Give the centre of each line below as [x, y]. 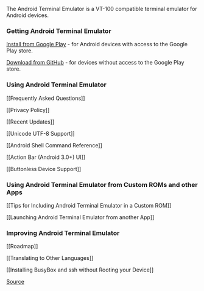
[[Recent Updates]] [30, 122]
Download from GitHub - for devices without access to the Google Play [95, 63]
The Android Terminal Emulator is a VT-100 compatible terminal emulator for [102, 9]
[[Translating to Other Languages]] [50, 258]
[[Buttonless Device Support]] [44, 169]
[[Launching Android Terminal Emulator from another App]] [80, 217]
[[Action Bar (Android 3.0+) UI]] [46, 157]
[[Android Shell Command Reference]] [54, 145]
